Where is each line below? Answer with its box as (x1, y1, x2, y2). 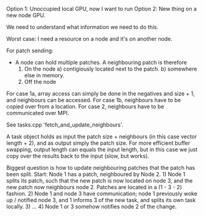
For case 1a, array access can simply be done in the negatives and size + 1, (6, 90, 195, 97)
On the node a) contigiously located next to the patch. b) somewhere (24, 65, 197, 72)
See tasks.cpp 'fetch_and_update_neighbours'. (6, 121, 124, 128)
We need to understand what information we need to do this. (6, 24, 159, 30)
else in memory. (24, 72, 65, 78)
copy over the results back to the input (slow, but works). (6, 152, 149, 159)
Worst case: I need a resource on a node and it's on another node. (6, 35, 172, 42)
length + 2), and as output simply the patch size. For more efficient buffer (6, 139, 191, 147)
